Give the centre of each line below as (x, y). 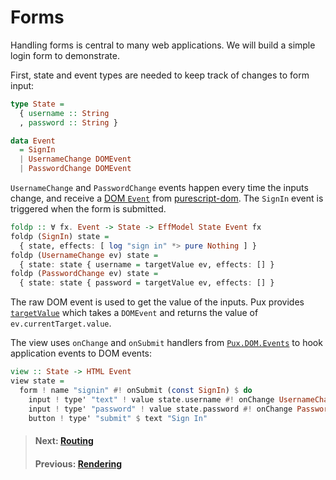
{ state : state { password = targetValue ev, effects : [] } (147, 283)
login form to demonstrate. (65, 55)
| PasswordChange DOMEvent (75, 169)
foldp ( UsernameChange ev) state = (84, 255)
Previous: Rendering (78, 463)
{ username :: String (64, 113)
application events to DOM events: (81, 353)
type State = (37, 104)
